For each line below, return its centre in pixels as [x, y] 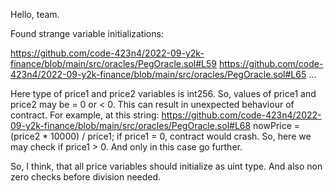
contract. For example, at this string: [85, 115]
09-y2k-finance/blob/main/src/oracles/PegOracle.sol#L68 [131, 125]
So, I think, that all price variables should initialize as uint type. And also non [166, 166]
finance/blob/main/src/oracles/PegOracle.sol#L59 [113, 63]
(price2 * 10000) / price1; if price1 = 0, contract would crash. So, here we [161, 136]
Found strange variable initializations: [87, 33]
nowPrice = [277, 125]
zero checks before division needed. [86, 177]
